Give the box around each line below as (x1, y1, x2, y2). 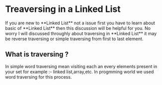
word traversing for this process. (5, 74, 72, 80)
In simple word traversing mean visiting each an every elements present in (5, 63, 158, 69)
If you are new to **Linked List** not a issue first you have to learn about (5, 20, 156, 26)
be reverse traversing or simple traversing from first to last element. (5, 36, 144, 42)
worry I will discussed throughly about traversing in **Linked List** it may (5, 30, 157, 36)
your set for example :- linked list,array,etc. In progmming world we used (5, 69, 154, 75)
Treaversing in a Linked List (5, 3, 121, 15)
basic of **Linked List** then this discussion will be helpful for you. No (5, 25, 151, 31)
